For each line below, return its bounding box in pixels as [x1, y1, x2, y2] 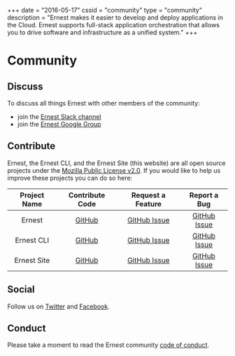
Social [7, 283, 35, 296]
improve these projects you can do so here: [7, 173, 133, 182]
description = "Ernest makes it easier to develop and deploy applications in [7, 13, 224, 22]
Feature [135, 199, 162, 208]
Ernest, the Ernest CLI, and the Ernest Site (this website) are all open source [7, 159, 226, 167]
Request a [131, 190, 166, 200]
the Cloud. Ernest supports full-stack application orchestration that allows [7, 21, 220, 29]
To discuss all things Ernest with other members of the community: [7, 99, 201, 107]
